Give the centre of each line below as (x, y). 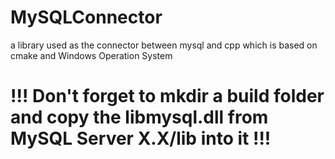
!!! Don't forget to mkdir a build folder (167, 96)
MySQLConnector (86, 17)
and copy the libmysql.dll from (139, 117)
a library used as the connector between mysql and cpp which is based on (164, 45)
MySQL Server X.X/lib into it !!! (141, 138)
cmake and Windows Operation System (91, 55)
